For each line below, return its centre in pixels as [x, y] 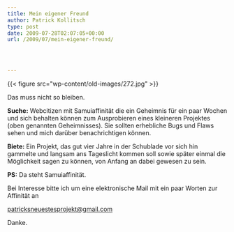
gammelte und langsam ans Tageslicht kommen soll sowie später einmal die [116, 154]
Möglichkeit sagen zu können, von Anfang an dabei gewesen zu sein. [107, 162]
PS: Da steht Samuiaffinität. [47, 175]
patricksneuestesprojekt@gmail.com [60, 209]
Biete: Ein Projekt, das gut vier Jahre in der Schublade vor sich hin [103, 146]
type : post [23, 26]
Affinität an [23, 196]
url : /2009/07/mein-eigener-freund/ [60, 40]
